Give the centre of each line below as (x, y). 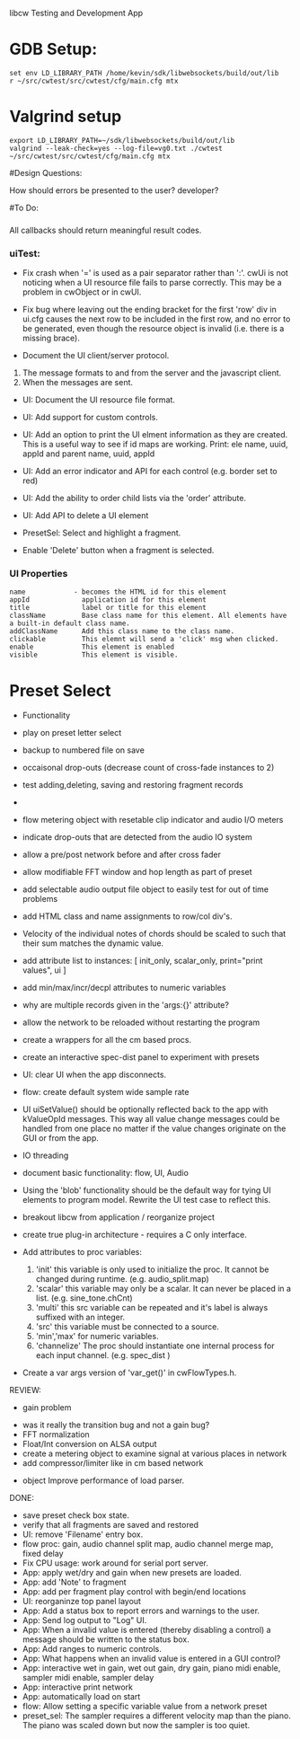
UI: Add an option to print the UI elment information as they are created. (155, 435)
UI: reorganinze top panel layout (82, 1602)
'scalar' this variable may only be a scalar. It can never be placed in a (163, 1289)
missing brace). (51, 338)
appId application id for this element (108, 600)
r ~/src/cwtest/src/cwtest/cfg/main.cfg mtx (94, 81)
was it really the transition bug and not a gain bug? (116, 1425)
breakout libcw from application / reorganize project (119, 1217)
